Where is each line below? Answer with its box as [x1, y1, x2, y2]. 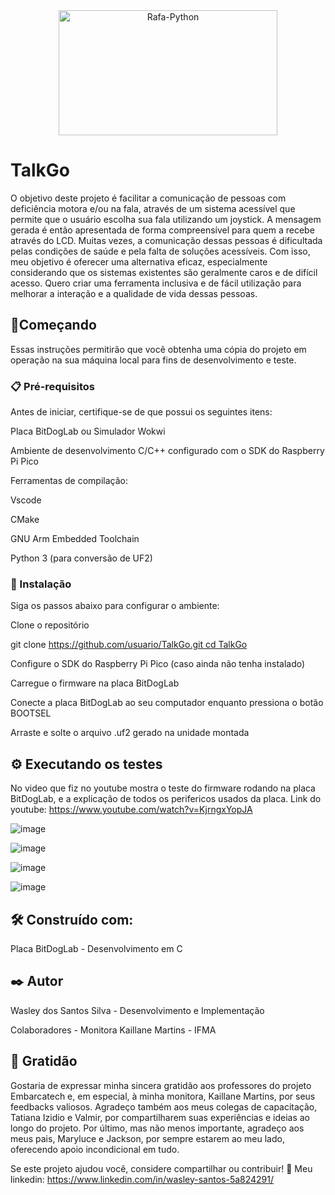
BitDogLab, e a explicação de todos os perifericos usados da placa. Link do [10, 793, 322, 805]
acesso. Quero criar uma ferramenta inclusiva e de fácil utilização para [10, 277, 302, 289]
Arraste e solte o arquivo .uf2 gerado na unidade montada [10, 727, 250, 739]
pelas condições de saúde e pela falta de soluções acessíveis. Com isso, [10, 245, 311, 257]
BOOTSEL [10, 707, 52, 719]
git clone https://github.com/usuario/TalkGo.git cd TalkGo [10, 639, 248, 651]
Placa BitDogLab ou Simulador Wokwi [10, 425, 166, 438]
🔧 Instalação [10, 577, 72, 591]
